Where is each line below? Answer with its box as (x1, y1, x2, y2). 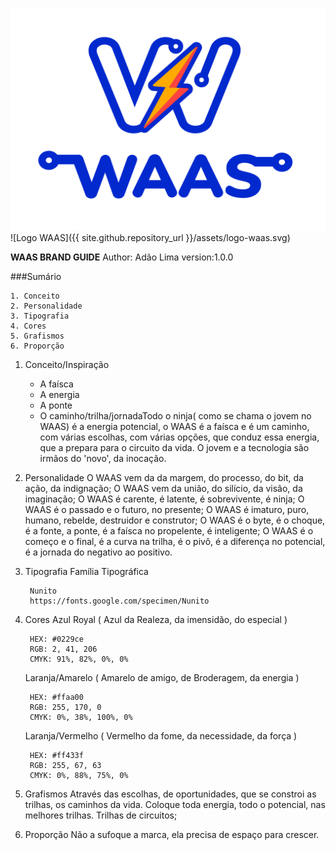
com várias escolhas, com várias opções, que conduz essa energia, (39, 431, 320, 443)
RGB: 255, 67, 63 (29, 761, 102, 771)
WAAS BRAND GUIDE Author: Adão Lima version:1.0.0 (10, 251, 234, 263)
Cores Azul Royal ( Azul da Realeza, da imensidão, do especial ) (24, 614, 288, 626)
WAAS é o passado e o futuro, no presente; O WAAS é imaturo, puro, (24, 504, 310, 516)
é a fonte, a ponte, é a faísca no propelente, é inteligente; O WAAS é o (24, 525, 314, 537)
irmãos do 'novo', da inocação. (39, 453, 167, 465)
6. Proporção (10, 341, 65, 352)
